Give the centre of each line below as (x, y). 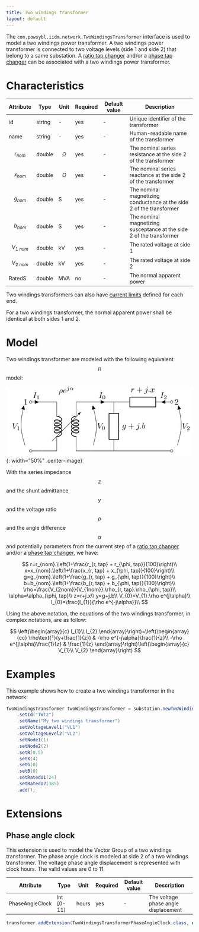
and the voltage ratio (31, 509)
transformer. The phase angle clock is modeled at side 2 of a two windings (97, 856)
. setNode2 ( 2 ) (33, 746)
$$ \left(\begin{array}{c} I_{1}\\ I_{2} (54, 631)
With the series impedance (39, 472)
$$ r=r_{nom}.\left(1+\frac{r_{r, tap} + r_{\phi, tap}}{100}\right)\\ (99, 564)
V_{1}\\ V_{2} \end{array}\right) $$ (99, 650)
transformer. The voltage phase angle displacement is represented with (93, 863)
